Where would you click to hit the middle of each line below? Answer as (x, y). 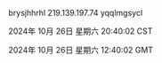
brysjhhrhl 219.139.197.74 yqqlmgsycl (76, 13)
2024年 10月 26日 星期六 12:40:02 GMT (81, 50)
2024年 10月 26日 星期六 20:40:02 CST (81, 31)
